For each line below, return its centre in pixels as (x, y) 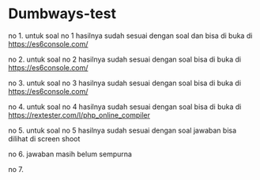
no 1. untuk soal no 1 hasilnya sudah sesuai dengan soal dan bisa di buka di (130, 36)
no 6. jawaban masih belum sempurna (70, 154)
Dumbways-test (62, 14)
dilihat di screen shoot (44, 138)
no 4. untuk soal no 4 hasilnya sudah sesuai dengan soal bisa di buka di (125, 107)
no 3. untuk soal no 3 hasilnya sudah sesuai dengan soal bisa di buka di (125, 83)
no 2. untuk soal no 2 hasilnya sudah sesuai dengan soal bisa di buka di (125, 59)
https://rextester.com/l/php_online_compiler (79, 114)
